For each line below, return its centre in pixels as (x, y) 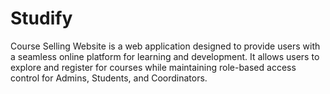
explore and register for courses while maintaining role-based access (153, 67)
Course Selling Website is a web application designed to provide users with (165, 46)
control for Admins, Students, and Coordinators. (109, 78)
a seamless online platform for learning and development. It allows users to (165, 56)
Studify (41, 18)
